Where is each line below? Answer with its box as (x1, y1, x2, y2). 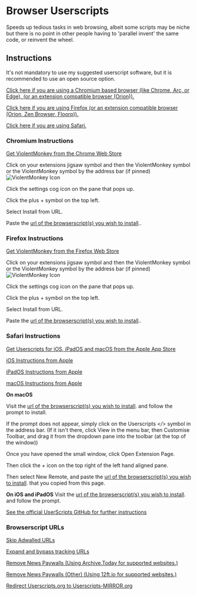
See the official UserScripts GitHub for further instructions (6, 508, 147, 515)
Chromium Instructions (6, 137, 74, 145)
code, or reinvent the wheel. (6, 36, 75, 43)
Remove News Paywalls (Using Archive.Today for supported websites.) (6, 559, 178, 566)
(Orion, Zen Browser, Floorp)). (6, 110, 79, 117)
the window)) (6, 439, 38, 446)
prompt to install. (6, 408, 47, 416)
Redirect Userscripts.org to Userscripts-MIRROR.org (6, 582, 133, 589)
